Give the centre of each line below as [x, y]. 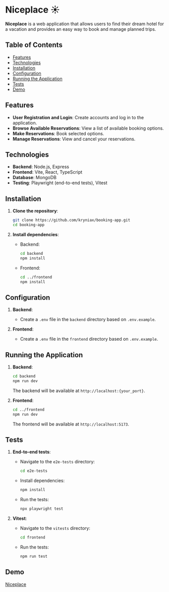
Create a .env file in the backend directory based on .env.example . [88, 319]
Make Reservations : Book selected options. [58, 133]
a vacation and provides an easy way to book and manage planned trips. [81, 29]
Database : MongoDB [35, 178]
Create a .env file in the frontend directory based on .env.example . [89, 339]
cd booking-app [29, 225]
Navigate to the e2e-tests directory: [57, 462]
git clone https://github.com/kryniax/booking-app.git [71, 220]
